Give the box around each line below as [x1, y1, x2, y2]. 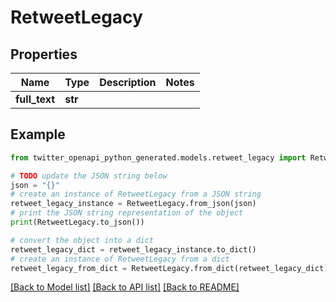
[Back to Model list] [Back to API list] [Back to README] [10, 281, 240, 293]
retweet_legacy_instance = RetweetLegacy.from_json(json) [10, 199, 257, 209]
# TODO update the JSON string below [10, 171, 168, 181]
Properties [10, 46, 78, 63]
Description [99, 76, 157, 89]
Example [10, 126, 66, 143]
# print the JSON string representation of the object [10, 208, 244, 218]
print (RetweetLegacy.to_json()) [10, 217, 145, 228]
